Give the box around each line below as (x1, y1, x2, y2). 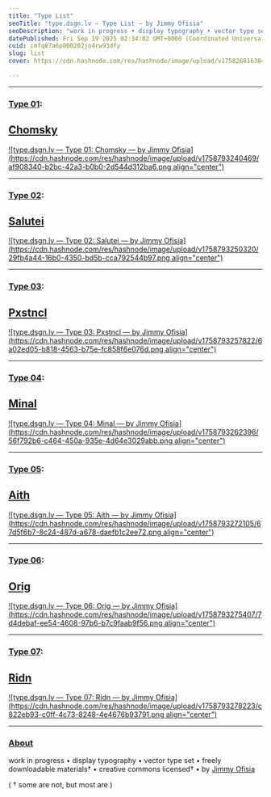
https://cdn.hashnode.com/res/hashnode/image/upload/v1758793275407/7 (10, 609, 262, 619)
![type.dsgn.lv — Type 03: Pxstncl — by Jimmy (8, 327, 165, 337)
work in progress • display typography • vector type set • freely (8, 756, 222, 765)
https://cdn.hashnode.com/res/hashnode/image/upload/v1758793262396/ (10, 427, 260, 436)
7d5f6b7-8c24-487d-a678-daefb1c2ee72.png (8, 527, 162, 537)
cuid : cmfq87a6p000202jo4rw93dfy (8, 42, 121, 50)
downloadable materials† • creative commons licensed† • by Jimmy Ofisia (8, 765, 256, 774)
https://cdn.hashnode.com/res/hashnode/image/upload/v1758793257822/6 (10, 336, 263, 346)
